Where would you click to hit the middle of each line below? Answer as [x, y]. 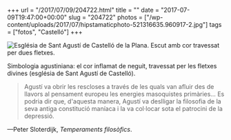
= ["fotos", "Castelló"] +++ [45, 32]
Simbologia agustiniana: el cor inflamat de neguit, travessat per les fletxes [112, 66]
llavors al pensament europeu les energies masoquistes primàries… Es [124, 94]
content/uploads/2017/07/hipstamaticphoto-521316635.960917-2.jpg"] [108, 24]
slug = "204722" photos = [106, 17]
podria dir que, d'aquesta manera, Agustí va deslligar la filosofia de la [123, 101]
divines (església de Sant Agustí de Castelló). [71, 73]
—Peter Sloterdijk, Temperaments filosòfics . [70, 129]
